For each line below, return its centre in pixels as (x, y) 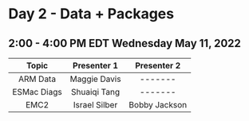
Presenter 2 (158, 66)
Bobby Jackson (158, 105)
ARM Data (38, 79)
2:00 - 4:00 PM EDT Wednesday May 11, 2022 (125, 43)
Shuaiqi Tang (95, 92)
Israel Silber (95, 105)
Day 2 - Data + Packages (91, 14)
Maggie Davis (95, 79)
